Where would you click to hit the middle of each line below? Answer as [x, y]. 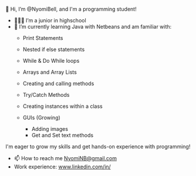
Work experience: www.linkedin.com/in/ [62, 167]
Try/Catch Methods [46, 95]
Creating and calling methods [58, 83]
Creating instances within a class [63, 106]
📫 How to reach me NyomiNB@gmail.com [65, 158]
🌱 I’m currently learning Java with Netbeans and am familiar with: [93, 27]
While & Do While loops [51, 61]
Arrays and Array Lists [50, 72]
